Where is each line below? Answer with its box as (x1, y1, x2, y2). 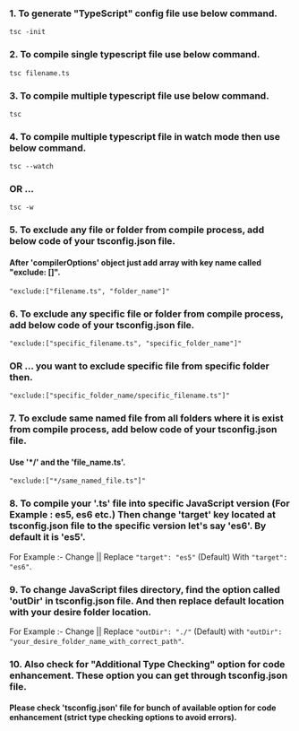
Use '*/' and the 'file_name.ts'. (9, 457, 126, 467)
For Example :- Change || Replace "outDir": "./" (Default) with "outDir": (9, 626, 283, 637)
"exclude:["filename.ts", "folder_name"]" (9, 286, 170, 296)
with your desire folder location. (9, 605, 152, 618)
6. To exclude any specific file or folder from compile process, (9, 308, 284, 320)
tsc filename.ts (9, 68, 70, 78)
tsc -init (9, 28, 47, 37)
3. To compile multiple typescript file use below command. (9, 89, 270, 101)
